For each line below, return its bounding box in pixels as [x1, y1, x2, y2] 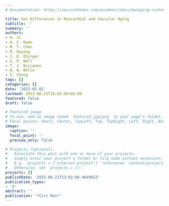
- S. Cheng [5, 72, 28, 78]
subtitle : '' [5, 21, 33, 26]
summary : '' [5, 26, 30, 31]
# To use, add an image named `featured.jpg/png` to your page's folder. [5, 114, 163, 120]
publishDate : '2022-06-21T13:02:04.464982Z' [5, 174, 100, 180]
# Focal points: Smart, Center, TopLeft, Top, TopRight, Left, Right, [5, 119, 156, 124]
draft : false [5, 100, 33, 106]
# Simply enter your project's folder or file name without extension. [5, 156, 163, 161]
